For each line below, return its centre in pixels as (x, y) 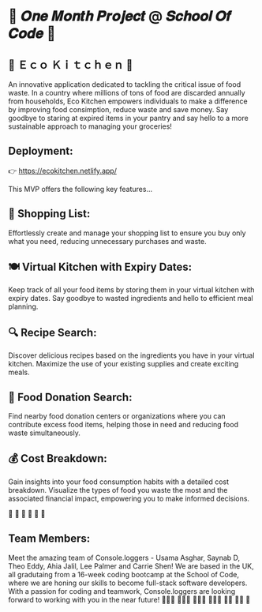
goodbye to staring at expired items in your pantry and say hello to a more (128, 118)
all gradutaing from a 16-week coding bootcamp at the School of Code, (124, 574)
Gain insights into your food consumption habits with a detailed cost (119, 482)
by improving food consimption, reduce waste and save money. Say (118, 109)
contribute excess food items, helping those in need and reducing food (124, 425)
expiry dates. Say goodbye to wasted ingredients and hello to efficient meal (131, 298)
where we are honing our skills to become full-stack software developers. (128, 583)
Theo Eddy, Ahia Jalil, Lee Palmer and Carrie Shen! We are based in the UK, (131, 566)
